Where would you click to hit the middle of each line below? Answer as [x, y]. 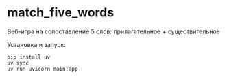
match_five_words [61, 13]
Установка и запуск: [37, 44]
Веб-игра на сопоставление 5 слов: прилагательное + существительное [114, 31]
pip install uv [29, 57]
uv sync [18, 63]
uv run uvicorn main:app [43, 69]
